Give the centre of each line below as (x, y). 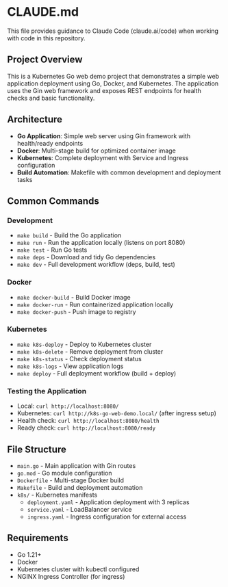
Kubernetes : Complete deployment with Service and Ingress (103, 157)
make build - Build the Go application (69, 235)
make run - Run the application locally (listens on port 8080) (101, 243)
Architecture (35, 119)
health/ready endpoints (50, 143)
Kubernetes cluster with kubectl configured (78, 569)
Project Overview (45, 60)
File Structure (37, 449)
